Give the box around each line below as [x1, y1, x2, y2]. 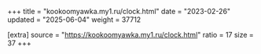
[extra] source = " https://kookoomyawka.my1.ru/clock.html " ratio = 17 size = [7, 31, 255, 39]
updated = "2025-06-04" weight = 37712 [7, 15, 142, 24]
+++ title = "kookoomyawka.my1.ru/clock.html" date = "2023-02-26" [7, 7, 231, 16]
